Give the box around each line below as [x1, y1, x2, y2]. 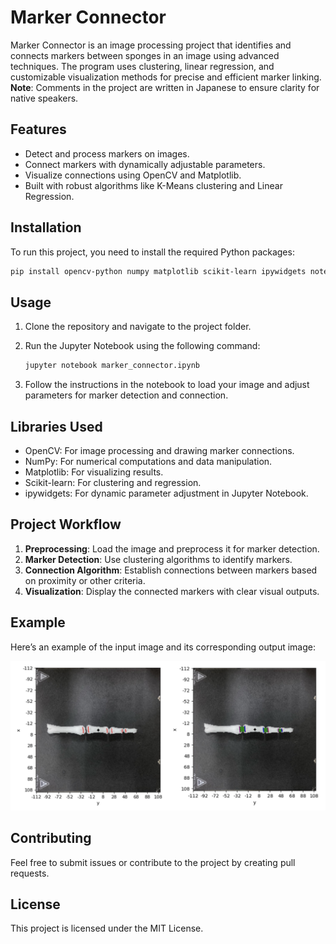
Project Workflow [10, 516, 122, 533]
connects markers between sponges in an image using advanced [10, 49, 280, 61]
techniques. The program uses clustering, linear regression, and [10, 60, 275, 72]
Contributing [10, 830, 92, 847]
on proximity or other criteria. [24, 574, 146, 586]
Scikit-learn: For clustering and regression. [24, 476, 202, 488]
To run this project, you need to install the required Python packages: [10, 246, 295, 258]
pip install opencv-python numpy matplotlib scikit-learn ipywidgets [10, 266, 307, 276]
